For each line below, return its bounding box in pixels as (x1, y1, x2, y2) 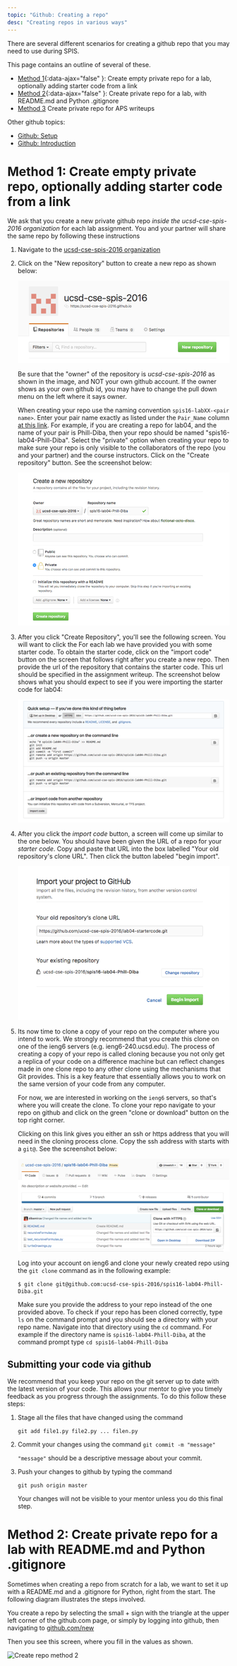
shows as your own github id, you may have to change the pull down (17, 385, 217, 393)
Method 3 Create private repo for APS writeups (17, 104, 155, 112)
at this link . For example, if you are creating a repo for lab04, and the (17, 421, 217, 429)
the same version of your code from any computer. (17, 1079, 166, 1088)
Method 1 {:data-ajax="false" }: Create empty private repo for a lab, (17, 74, 212, 83)
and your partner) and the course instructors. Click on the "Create (17, 451, 209, 459)
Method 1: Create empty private (7, 163, 197, 179)
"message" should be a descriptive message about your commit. (17, 1454, 202, 1463)
